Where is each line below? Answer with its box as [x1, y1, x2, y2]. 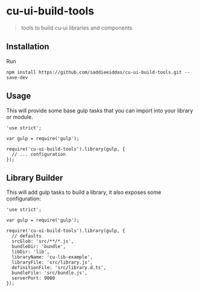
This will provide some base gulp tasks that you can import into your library [6, 107, 194, 114]
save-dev [6, 74, 28, 81]
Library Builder [6, 173, 63, 183]
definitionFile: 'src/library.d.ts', [11, 265, 107, 271]
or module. [6, 113, 33, 120]
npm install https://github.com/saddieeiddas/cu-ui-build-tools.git [6, 69, 182, 75]
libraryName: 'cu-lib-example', [11, 254, 93, 260]
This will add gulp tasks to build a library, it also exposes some [6, 188, 162, 196]
